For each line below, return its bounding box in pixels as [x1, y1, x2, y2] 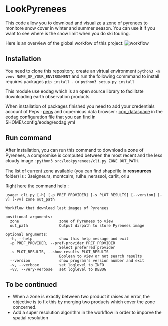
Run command [5, 134, 52, 142]
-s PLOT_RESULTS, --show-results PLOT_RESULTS [10, 249, 109, 254]
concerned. [12, 304, 37, 310]
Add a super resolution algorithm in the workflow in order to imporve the [12, 309, 162, 316]
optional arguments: [5, 232, 49, 237]
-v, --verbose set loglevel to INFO [10, 262, 104, 267]
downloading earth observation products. [5, 93, 91, 99]
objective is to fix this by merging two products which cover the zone [12, 299, 155, 305]
